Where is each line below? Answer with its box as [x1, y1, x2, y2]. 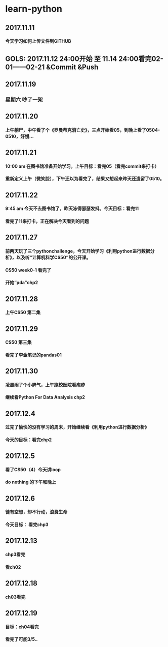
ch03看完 [5, 594, 26, 600]
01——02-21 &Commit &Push [5, 63, 99, 71]
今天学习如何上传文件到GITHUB [5, 38, 71, 44]
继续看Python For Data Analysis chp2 [5, 394, 85, 400]
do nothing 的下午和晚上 [5, 479, 57, 485]
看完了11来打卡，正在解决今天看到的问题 [5, 218, 90, 224]
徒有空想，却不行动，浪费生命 [5, 509, 67, 515]
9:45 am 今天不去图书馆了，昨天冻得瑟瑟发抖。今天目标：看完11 [5, 205, 139, 211]
